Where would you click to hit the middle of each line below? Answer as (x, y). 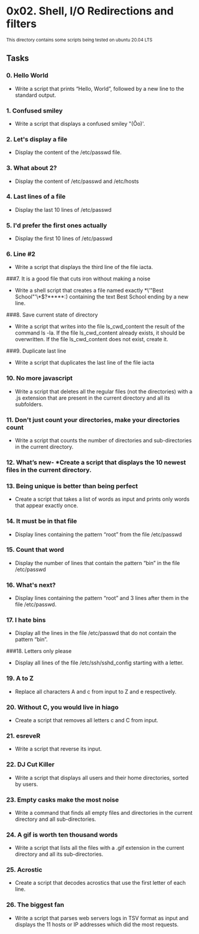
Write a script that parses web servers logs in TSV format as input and (102, 918)
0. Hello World (27, 75)
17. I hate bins (26, 620)
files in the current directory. (49, 469)
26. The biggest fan (35, 905)
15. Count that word (35, 550)
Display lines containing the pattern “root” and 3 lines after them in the (102, 598)
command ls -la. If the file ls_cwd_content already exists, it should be (100, 333)
